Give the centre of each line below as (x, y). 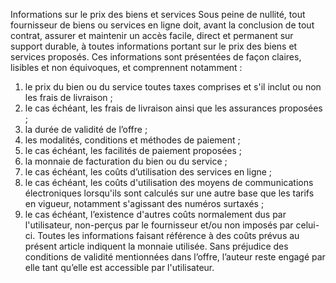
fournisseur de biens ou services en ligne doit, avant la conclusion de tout (162, 25)
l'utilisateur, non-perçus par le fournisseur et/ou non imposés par (159, 225)
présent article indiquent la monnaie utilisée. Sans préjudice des (156, 246)
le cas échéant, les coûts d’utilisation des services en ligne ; (148, 172)
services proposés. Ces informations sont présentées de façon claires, (156, 57)
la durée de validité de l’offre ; (86, 129)
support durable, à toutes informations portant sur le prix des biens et (154, 46)
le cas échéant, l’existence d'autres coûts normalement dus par (155, 214)
